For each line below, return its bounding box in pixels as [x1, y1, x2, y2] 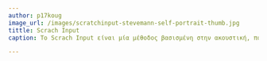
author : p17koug [8, 11, 62, 20]
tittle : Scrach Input [8, 26, 80, 34]
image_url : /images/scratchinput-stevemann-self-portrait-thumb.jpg [8, 19, 240, 27]
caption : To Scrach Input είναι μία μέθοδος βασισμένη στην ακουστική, [8, 33, 250, 42]
